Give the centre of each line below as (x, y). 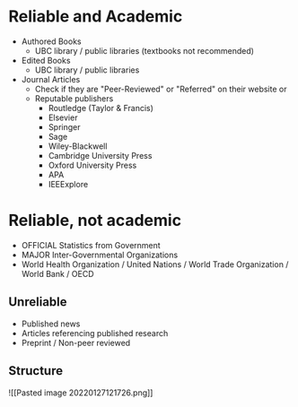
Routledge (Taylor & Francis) (101, 108)
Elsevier (63, 117)
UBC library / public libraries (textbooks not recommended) (145, 50)
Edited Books (46, 60)
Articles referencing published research (95, 333)
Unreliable (38, 302)
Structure (36, 371)
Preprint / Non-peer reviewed (76, 342)
